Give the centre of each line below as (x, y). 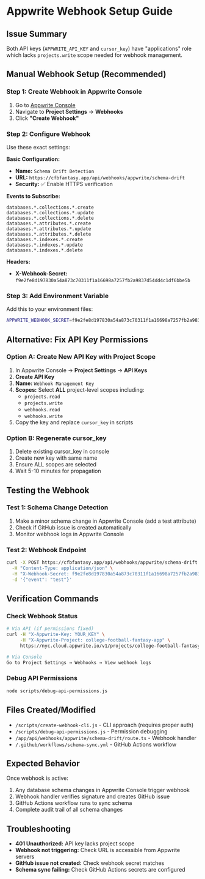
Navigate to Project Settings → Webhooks (69, 111)
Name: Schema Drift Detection (55, 171)
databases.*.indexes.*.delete (45, 250)
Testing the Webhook (48, 490)
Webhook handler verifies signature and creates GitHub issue (92, 796)
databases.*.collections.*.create (50, 207)
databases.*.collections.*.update (50, 212)
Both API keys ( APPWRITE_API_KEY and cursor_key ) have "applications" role (99, 48)
